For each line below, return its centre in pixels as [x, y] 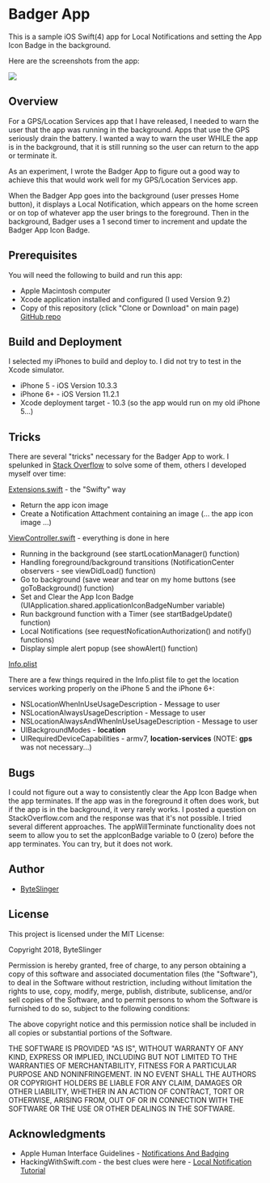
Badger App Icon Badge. [49, 230]
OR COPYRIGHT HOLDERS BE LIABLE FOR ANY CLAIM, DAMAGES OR [125, 1083]
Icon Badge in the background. [60, 45]
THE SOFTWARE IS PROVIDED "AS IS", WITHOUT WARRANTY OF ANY [126, 1048]
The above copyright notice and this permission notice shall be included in [132, 1024]
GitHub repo [40, 316]
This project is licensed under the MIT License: [86, 933]
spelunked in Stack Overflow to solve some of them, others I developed [127, 465]
